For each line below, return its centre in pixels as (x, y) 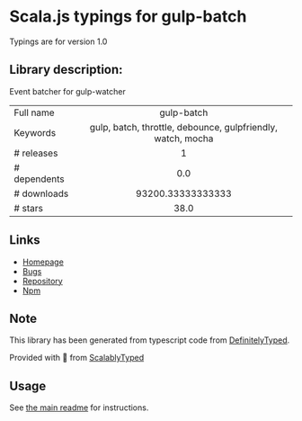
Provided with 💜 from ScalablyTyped (77, 358)
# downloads (41, 193)
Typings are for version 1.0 (58, 41)
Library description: (66, 70)
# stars (28, 208)
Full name (35, 112)
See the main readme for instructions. (79, 408)
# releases (36, 153)
